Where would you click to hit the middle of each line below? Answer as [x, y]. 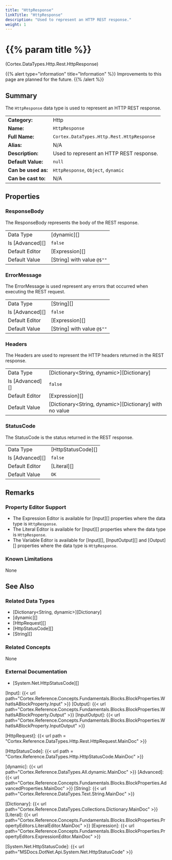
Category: [20, 120]
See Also [20, 586]
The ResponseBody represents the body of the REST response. [72, 222]
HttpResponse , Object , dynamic [89, 170]
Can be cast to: [27, 179]
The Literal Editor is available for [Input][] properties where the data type [89, 529]
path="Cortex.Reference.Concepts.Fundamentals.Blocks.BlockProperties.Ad [86, 783]
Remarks [20, 492]
